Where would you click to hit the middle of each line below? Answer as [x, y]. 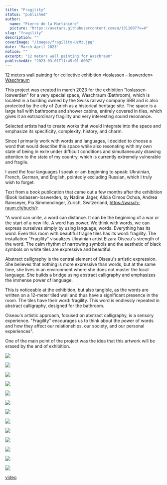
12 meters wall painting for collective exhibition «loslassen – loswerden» [79, 75]
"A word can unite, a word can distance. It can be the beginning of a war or [82, 218]
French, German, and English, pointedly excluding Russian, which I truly [79, 177]
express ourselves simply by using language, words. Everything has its [78, 228]
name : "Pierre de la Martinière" [44, 24]
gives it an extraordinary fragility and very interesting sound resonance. [79, 116]
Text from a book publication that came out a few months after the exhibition [84, 192]
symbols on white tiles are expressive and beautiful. [58, 249]
